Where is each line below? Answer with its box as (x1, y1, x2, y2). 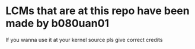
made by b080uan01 (5, 17, 110, 30)
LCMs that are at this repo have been (5, 4, 190, 18)
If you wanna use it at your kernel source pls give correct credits (5, 36, 163, 43)
